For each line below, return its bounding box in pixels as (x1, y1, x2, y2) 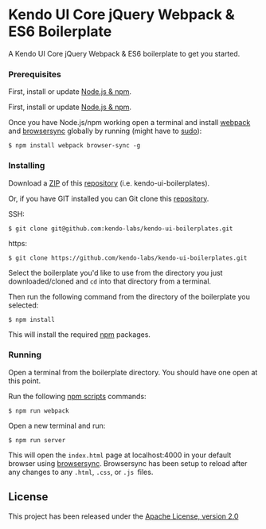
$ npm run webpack (8, 406, 69, 415)
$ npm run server (8, 436, 66, 444)
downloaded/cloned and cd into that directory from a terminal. (8, 276, 212, 286)
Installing (8, 160, 45, 171)
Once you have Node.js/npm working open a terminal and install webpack (8, 118, 251, 127)
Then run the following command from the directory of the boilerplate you (8, 292, 251, 301)
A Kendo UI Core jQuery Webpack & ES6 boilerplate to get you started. (8, 49, 241, 58)
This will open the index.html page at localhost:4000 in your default (8, 450, 232, 460)
